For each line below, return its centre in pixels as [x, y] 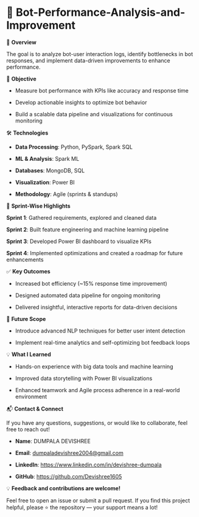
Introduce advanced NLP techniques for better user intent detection [100, 331]
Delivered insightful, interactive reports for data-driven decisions [96, 307]
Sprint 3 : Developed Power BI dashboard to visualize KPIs [79, 241]
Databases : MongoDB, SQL [50, 171]
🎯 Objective [21, 79]
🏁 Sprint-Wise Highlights [39, 206]
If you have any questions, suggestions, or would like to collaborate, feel [97, 423]
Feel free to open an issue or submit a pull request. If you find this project [98, 500]
